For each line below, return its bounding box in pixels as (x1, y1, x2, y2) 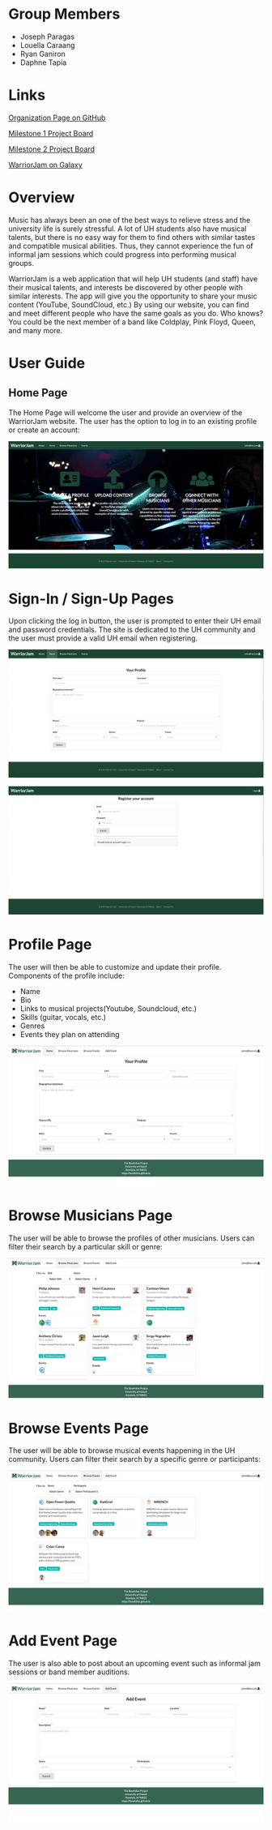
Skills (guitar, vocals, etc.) (19, 1013, 107, 1022)
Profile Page (8, 936, 92, 954)
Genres (19, 1021, 45, 1031)
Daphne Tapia (19, 58, 67, 67)
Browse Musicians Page (8, 1206, 173, 1225)
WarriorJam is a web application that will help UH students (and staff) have (8, 273, 258, 284)
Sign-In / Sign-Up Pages (8, 589, 174, 608)
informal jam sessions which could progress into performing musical (8, 249, 236, 259)
